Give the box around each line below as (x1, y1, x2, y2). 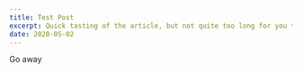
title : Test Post (9, 12, 75, 22)
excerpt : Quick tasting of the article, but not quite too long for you (9, 21, 288, 30)
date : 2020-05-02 (9, 29, 75, 38)
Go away (9, 54, 42, 65)
